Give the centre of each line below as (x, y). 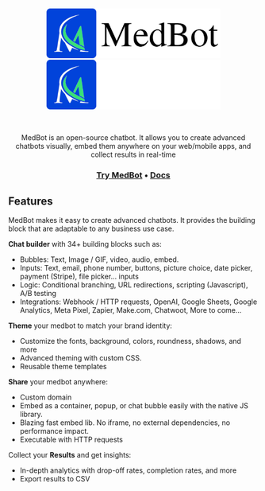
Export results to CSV (55, 479)
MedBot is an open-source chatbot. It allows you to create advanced (133, 138)
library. (31, 415)
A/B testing (38, 294)
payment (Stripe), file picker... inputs (79, 277)
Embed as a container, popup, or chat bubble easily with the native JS (134, 406)
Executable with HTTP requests (71, 440)
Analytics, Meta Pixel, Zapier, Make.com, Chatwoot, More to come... (131, 310)
